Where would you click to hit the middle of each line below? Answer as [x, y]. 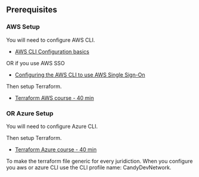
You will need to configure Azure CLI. [52, 126]
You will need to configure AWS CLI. [51, 40]
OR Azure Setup [30, 113]
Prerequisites [32, 10]
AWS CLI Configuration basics [52, 51]
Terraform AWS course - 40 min [54, 97]
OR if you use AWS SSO [36, 63]
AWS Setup [23, 27]
